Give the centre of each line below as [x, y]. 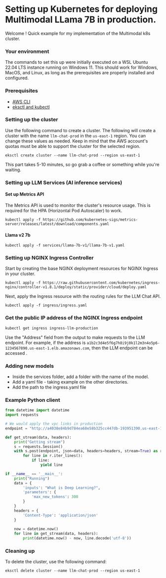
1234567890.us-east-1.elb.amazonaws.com [47, 348]
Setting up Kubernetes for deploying [82, 9]
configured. [17, 78]
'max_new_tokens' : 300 [55, 497]
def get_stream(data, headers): [38, 437]
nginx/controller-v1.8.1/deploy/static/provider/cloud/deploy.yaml [76, 287]
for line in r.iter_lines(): [53, 456]
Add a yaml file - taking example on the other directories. [70, 382]
